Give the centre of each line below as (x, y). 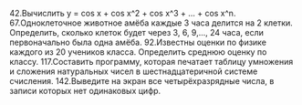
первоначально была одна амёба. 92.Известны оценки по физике (138, 42)
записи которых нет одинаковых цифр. (85, 91)
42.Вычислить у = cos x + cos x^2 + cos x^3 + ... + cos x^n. (123, 13)
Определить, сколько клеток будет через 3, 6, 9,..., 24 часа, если (137, 32)
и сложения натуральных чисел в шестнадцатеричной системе (134, 71)
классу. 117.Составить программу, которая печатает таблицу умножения (151, 62)
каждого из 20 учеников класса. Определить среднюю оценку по (138, 52)
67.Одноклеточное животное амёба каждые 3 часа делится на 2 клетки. (151, 23)
